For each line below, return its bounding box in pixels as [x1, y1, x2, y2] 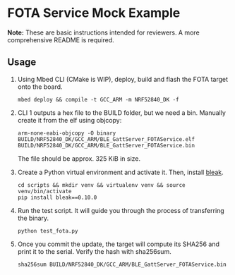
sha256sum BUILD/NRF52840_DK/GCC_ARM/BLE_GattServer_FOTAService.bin [17, 261, 227, 268]
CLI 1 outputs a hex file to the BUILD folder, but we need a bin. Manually [17, 108, 226, 117]
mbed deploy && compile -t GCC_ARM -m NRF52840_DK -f [17, 96, 179, 103]
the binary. [17, 214, 49, 222]
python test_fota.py [17, 227, 78, 234]
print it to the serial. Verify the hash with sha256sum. [17, 247, 171, 255]
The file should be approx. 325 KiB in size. [17, 154, 141, 163]
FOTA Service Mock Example [7, 5, 181, 21]
